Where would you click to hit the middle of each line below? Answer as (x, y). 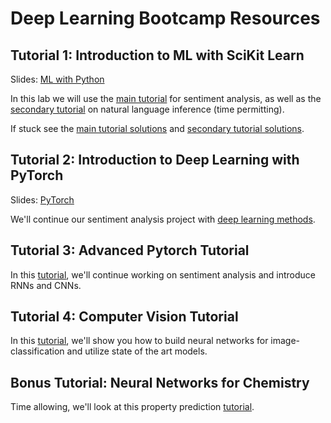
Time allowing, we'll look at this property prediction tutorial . (132, 407)
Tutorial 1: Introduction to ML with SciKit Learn (157, 55)
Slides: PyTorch (42, 199)
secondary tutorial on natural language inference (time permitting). (147, 109)
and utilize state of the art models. (137, 351)
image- (285, 341)
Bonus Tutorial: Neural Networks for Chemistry (160, 382)
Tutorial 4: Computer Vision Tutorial (124, 317)
